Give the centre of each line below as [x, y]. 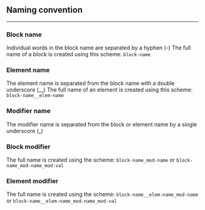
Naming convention [45, 10]
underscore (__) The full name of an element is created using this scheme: [99, 90]
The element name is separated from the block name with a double [91, 83]
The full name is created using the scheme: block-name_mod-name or [91, 160]
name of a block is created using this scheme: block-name [79, 54]
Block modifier [28, 147]
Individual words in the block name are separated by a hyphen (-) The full [99, 48]
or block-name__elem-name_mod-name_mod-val [62, 201]
